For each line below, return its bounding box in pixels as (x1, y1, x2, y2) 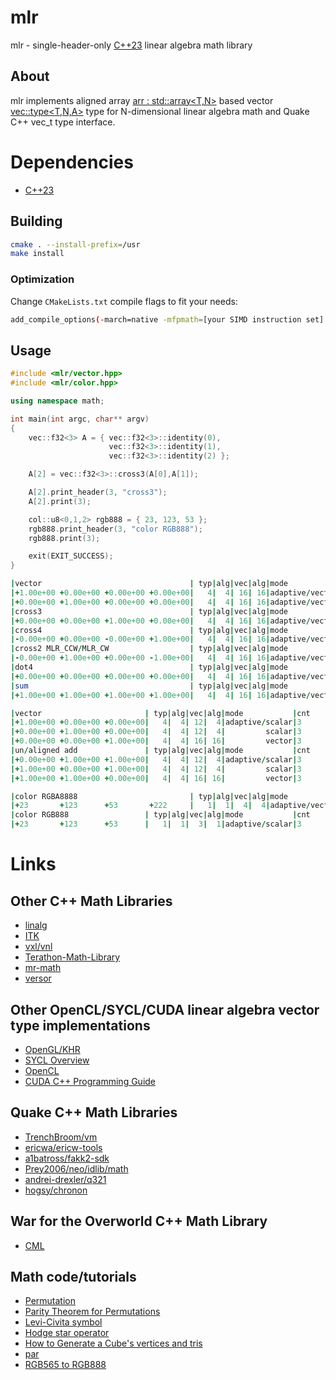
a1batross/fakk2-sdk (24, 1152, 110, 1164)
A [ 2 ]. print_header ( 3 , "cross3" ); (28, 487, 168, 498)
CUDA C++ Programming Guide (24, 1075, 157, 1087)
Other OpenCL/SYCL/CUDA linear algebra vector (10, 1001, 320, 1018)
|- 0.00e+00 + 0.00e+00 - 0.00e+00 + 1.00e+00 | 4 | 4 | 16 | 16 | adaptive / (10, 634, 311, 645)
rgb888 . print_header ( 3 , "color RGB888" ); (28, 524, 203, 534)
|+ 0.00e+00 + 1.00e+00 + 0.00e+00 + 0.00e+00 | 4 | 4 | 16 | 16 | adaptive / (10, 597, 311, 607)
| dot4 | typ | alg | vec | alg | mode (10, 662, 288, 673)
